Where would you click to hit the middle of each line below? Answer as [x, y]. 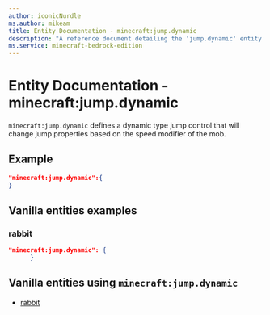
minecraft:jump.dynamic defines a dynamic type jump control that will [124, 125]
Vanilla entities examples [73, 211]
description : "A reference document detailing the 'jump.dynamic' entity [135, 38]
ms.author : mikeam [39, 23]
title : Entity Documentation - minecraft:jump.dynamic [103, 31]
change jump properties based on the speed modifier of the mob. [117, 134]
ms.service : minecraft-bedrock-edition [76, 46]
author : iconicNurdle [45, 16]
